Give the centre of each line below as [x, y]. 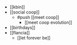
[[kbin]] [17, 7]
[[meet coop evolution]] [48, 22]
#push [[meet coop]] [38, 17]
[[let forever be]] [34, 38]
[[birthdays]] [23, 28]
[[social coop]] [25, 12]
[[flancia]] [20, 33]
